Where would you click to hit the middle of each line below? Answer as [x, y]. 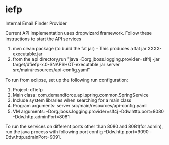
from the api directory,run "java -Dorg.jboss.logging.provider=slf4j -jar [86, 59]
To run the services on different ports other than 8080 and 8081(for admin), [84, 126]
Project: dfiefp [28, 89]
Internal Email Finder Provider [36, 23]
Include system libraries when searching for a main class [72, 100]
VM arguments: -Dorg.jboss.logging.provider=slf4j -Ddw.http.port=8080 [88, 111]
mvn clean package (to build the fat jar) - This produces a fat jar [79, 48]
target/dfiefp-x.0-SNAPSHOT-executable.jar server [66, 64]
